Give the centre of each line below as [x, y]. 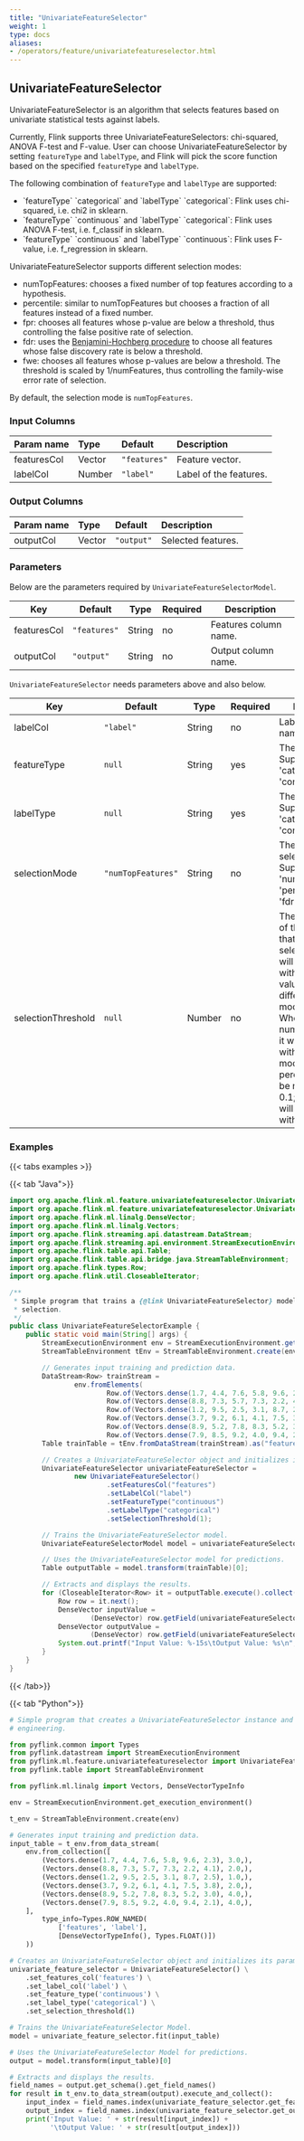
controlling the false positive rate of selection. [108, 332]
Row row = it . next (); [99, 1601]
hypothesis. [44, 293]
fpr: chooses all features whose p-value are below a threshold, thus [148, 322]
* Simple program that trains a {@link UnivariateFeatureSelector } [143, 1301]
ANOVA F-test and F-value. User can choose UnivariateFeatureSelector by [148, 147]
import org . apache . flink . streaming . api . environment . [111, 1243]
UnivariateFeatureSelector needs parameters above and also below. [138, 684]
